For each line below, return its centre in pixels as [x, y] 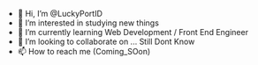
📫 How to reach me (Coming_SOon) [84, 51]
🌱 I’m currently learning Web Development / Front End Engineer [133, 32]
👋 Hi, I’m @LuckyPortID [60, 14]
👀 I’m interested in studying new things [88, 23]
